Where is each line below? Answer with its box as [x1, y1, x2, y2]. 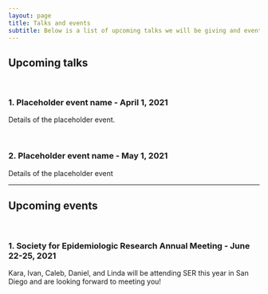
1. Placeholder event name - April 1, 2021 [8, 97, 169, 108]
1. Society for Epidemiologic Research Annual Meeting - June [8, 240, 250, 251]
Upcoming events [8, 199, 98, 213]
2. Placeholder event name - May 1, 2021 [8, 151, 168, 162]
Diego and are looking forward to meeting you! [8, 276, 162, 286]
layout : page [8, 11, 52, 20]
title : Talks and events [8, 19, 91, 27]
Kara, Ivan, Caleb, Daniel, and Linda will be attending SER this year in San [8, 268, 249, 277]
